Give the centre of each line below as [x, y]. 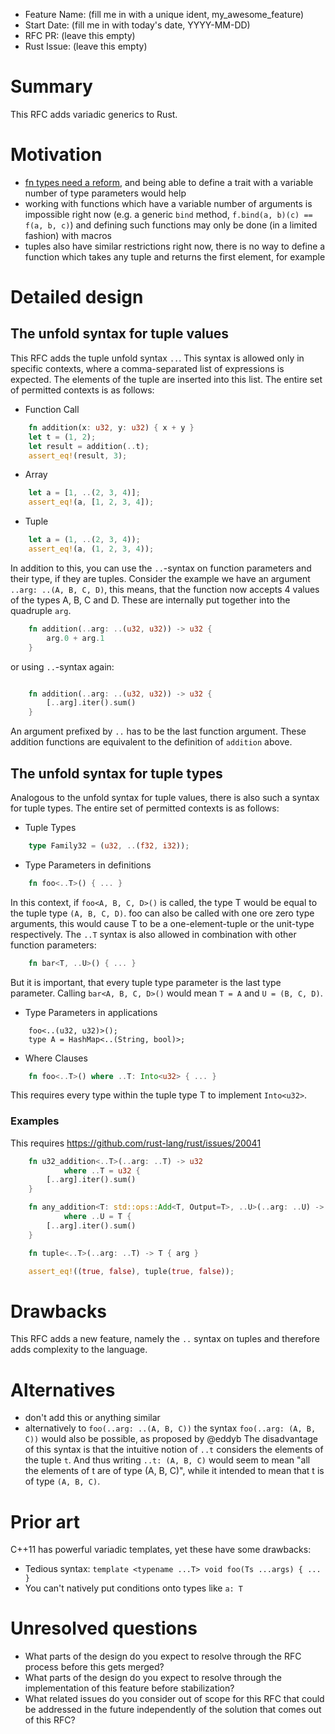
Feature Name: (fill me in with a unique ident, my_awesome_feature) [164, 14]
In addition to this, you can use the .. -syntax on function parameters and [161, 568]
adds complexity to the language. [79, 1350]
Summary [51, 86]
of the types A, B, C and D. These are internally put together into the [150, 600]
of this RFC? [50, 1720]
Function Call [52, 409]
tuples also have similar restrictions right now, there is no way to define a [175, 246]
